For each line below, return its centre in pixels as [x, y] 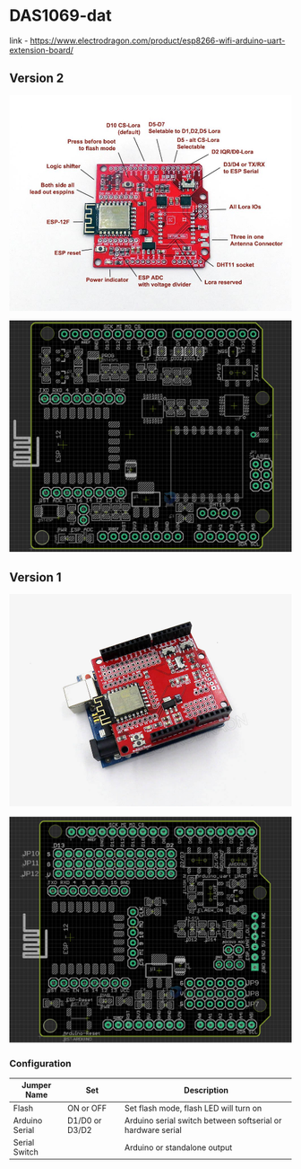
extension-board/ [42, 49]
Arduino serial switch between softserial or [203, 1120]
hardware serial [153, 1129]
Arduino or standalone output [178, 1147]
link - [19, 40]
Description [206, 1090]
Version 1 [35, 577]
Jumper [37, 1085]
